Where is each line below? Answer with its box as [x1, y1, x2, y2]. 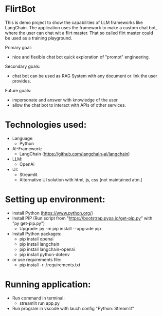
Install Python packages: [12, 231, 62, 237]
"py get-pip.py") [12, 220, 45, 226]
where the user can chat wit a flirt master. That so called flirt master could [5, 30, 153, 36]
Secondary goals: [5, 63, 40, 69]
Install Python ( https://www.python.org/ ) [12, 210, 93, 216]
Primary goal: [5, 44, 32, 50]
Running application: [5, 279, 91, 290]
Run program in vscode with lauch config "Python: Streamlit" [12, 305, 135, 311]
